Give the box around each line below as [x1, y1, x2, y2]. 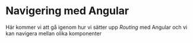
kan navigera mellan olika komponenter [5, 29, 102, 37]
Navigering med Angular [5, 4, 129, 18]
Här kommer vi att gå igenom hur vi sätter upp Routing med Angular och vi [5, 24, 188, 31]
